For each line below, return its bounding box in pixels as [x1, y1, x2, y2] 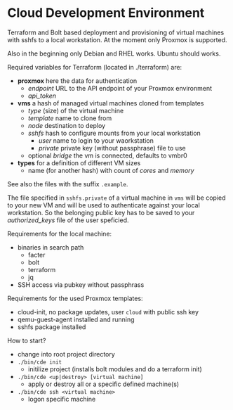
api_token [27, 91, 57, 100]
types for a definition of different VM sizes [17, 158, 141, 167]
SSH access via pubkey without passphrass [17, 280, 145, 289]
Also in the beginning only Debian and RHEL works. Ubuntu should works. [7, 49, 221, 58]
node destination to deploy [27, 121, 106, 129]
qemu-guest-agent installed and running [17, 315, 135, 323]
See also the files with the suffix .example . [7, 179, 128, 188]
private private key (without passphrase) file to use [38, 143, 186, 152]
